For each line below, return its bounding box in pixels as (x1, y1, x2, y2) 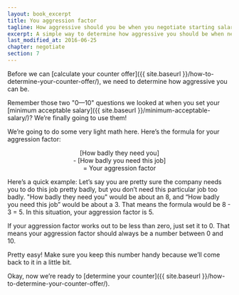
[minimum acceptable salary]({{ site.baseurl (7, 106, 137, 114)
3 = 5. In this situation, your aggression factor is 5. (7, 208, 154, 216)
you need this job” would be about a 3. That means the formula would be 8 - (7, 200, 231, 208)
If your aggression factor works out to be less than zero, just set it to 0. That (7, 221, 230, 230)
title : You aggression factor (7, 17, 97, 24)
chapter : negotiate (7, 43, 65, 50)
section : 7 (7, 50, 40, 58)
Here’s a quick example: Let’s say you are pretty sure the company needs (7, 177, 222, 186)
